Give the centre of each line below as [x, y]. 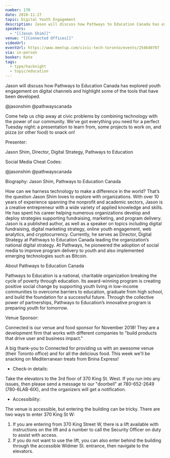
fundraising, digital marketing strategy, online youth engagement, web [78, 229]
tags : [11, 62]
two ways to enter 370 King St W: [40, 414]
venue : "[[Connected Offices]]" [39, 39]
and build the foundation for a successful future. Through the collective [80, 297]
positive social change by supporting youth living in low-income [72, 286]
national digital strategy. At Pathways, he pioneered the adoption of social [82, 245]
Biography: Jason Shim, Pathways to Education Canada [63, 181]
